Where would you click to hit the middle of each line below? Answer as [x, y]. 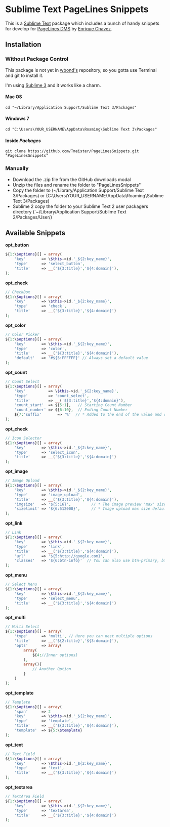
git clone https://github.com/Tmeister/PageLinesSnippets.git [72, 151]
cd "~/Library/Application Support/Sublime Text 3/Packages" [71, 107]
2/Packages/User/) [32, 217]
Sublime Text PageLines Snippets [77, 9]
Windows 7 [17, 119]
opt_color [16, 325]
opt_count [16, 372]
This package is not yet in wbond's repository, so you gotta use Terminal [81, 70]
